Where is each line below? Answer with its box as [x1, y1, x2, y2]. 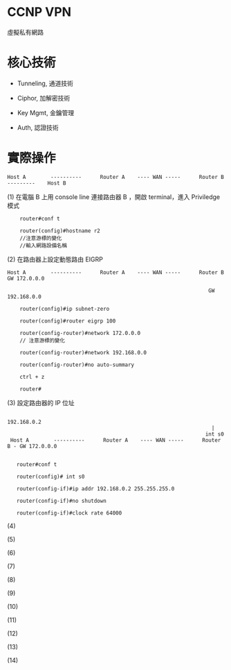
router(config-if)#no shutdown [16, 497, 107, 504]
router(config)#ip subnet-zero [19, 305, 110, 312]
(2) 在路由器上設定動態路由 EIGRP [7, 255, 104, 264]
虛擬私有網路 [7, 28, 44, 36]
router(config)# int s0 [16, 473, 85, 480]
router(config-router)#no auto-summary [19, 361, 135, 368]
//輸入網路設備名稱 [19, 242, 68, 249]
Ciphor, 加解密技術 [17, 94, 71, 102]
